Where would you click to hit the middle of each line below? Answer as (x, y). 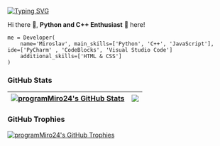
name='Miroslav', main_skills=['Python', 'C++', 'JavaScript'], (117, 44)
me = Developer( (31, 38)
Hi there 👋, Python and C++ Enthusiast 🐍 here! (76, 24)
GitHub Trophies (36, 119)
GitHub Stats (30, 80)
